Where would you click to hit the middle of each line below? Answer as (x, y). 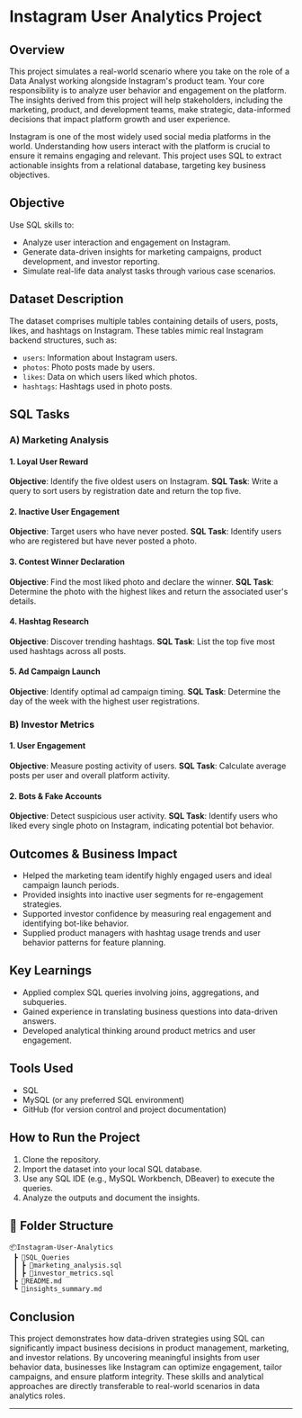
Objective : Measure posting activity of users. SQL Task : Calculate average (148, 766)
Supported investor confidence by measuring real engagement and (147, 914)
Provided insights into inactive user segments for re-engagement (142, 895)
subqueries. (44, 1001)
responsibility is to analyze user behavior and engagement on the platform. (148, 90)
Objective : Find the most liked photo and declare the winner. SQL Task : (142, 581)
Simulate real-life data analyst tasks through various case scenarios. (149, 271)
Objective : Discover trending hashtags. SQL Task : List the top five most (142, 642)
